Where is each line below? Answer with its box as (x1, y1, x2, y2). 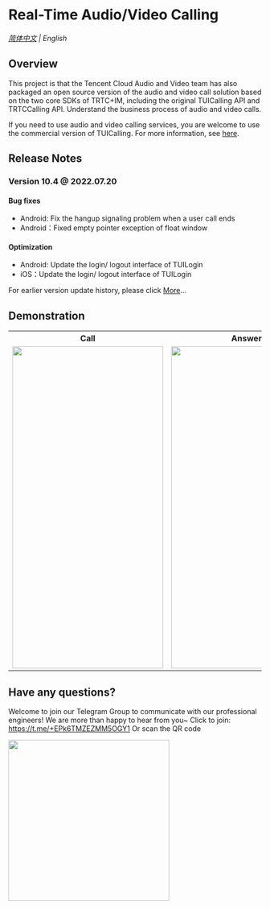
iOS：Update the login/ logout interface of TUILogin (19, 270, 192, 279)
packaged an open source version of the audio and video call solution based (8, 87, 262, 97)
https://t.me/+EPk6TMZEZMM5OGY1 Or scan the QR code (8, 724, 202, 733)
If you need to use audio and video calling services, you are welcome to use (8, 119, 260, 130)
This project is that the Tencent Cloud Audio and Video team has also (8, 78, 238, 88)
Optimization (8, 242, 53, 251)
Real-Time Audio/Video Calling (8, 6, 219, 24)
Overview (8, 57, 59, 71)
